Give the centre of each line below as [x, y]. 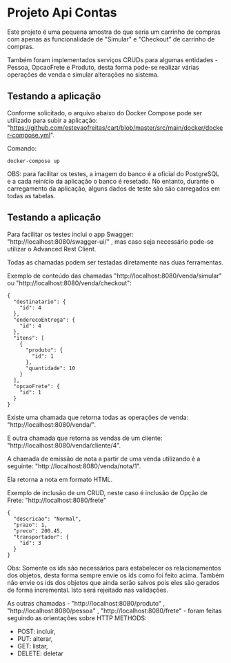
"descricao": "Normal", [47, 519]
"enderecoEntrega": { [44, 320]
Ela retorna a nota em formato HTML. [60, 479]
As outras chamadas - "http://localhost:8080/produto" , [86, 603]
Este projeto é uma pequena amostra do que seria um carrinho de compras [114, 32]
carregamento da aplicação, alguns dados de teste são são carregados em [114, 189]
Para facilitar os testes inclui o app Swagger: [71, 234]
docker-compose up [33, 161]
